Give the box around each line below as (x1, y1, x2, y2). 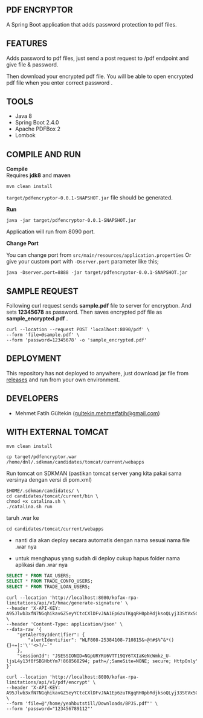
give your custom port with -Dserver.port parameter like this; (6, 258, 159, 265)
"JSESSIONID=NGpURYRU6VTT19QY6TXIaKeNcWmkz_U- (52, 653, 172, 659)
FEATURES (6, 39, 48, 49)
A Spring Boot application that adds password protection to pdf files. (6, 21, 177, 28)
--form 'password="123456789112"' (6, 706, 94, 712)
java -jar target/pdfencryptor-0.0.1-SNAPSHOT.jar (6, 218, 137, 224)
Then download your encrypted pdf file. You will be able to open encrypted (6, 73, 193, 80)
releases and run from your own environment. (6, 376, 120, 383)
